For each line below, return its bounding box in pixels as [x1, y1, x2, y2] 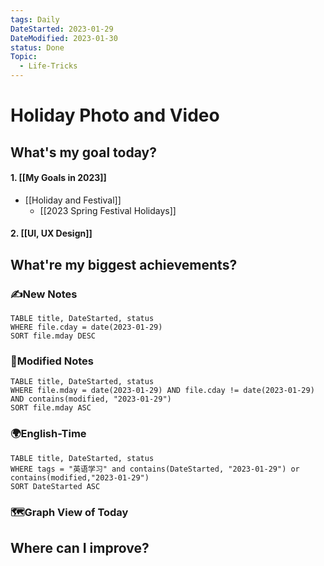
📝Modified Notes [10, 354, 95, 368]
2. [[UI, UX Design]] [10, 227, 93, 240]
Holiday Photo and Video [10, 104, 220, 127]
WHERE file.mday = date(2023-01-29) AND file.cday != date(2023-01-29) [10, 386, 315, 396]
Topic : [10, 52, 38, 62]
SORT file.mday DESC [10, 331, 97, 341]
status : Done [10, 42, 65, 53]
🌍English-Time [10, 427, 87, 441]
